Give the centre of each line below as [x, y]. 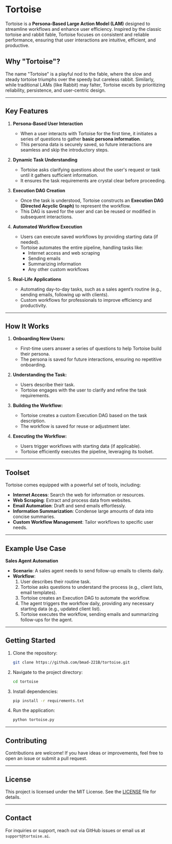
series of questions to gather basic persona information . [81, 139]
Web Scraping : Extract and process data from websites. [72, 500]
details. [13, 797]
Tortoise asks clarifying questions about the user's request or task [90, 170]
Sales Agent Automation [32, 561]
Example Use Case [36, 549]
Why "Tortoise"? [33, 62]
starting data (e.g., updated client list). [61, 609]
